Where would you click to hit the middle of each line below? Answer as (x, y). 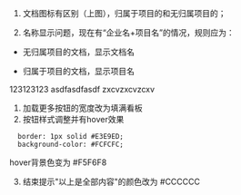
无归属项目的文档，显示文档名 (78, 52)
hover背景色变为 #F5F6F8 (58, 162)
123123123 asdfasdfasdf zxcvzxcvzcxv (82, 89)
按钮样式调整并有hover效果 (73, 119)
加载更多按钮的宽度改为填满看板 (82, 108)
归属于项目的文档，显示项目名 (78, 71)
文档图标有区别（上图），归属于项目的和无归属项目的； (124, 13)
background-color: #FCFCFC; (71, 144)
